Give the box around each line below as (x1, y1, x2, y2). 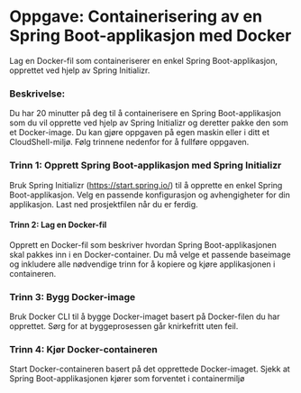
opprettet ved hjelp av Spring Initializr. (9, 65, 150, 76)
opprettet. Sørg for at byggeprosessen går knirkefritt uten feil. (9, 321, 239, 332)
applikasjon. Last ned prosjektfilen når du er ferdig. (9, 198, 198, 209)
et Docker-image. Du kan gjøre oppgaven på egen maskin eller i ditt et (9, 127, 270, 138)
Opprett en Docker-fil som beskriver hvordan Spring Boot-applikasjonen (9, 239, 277, 250)
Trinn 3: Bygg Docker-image (9, 290, 136, 303)
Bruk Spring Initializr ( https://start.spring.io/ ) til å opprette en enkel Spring (9, 179, 283, 190)
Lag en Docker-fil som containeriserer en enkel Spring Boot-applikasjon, (9, 55, 278, 66)
